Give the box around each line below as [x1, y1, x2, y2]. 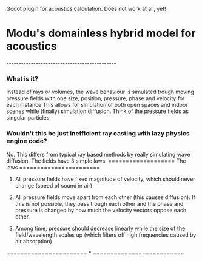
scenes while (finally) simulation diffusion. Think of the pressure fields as [6, 107, 189, 115]
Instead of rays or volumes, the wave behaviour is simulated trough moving [6, 88, 194, 96]
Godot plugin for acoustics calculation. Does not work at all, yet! [6, 5, 167, 12]
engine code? [6, 137, 47, 145]
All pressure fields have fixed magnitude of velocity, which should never [15, 175, 195, 183]
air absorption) [15, 237, 53, 245]
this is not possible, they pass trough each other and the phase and [15, 200, 184, 207]
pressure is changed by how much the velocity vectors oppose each [15, 206, 187, 214]
